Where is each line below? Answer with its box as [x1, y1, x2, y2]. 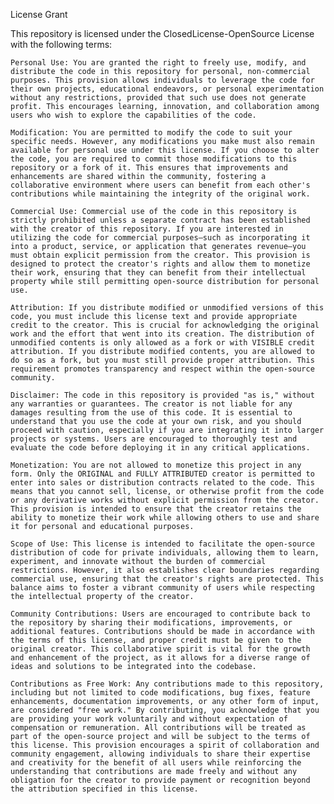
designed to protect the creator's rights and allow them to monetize [10, 259, 311, 269]
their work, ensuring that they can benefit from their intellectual [10, 268, 307, 278]
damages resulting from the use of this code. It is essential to [10, 408, 293, 418]
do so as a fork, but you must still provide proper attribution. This [10, 355, 315, 365]
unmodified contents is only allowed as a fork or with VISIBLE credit [10, 338, 315, 348]
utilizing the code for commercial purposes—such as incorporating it [10, 233, 311, 243]
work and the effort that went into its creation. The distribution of [10, 329, 315, 339]
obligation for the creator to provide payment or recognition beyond [10, 775, 311, 785]
